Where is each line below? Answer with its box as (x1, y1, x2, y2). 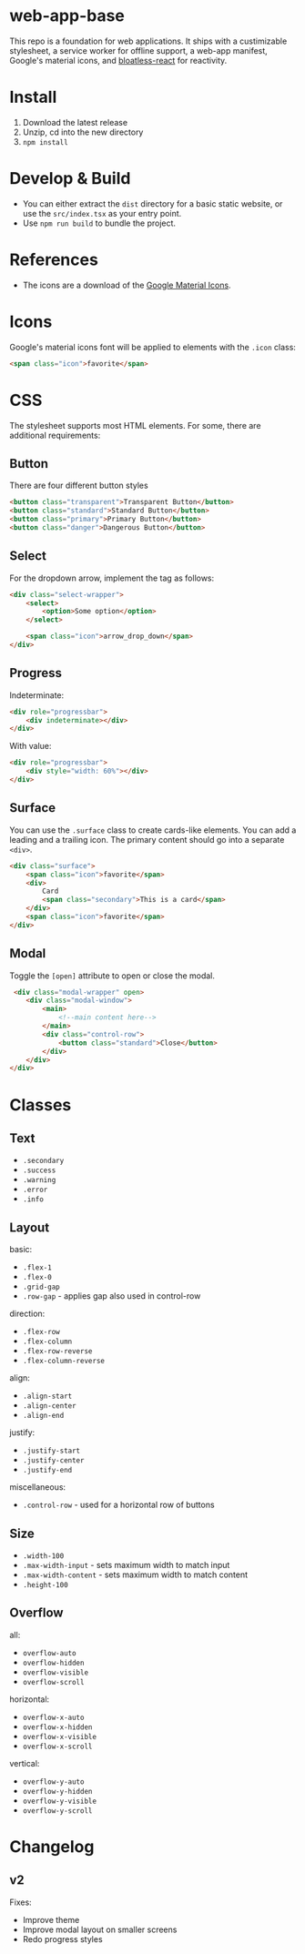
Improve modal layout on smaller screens (22, 1924, 178, 1935)
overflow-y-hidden (22, 1787, 93, 1796)
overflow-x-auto (22, 1713, 85, 1722)
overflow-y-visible (22, 1797, 97, 1806)
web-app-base (9, 5, 126, 26)
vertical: (9, 1757, 40, 1768)
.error (22, 1185, 48, 1195)
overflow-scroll (22, 1677, 85, 1686)
